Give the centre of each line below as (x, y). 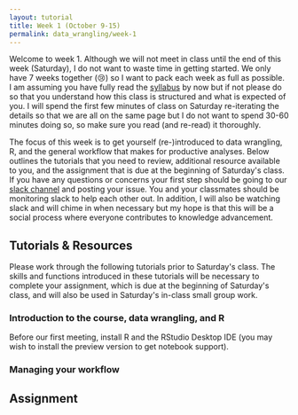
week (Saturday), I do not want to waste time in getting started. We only (140, 68)
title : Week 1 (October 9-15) (65, 26)
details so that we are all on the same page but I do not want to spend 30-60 (149, 115)
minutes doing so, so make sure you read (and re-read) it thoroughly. (135, 125)
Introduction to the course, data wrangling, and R (117, 318)
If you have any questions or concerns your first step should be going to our (148, 180)
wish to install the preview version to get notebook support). (119, 347)
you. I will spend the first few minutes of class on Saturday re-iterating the (144, 106)
